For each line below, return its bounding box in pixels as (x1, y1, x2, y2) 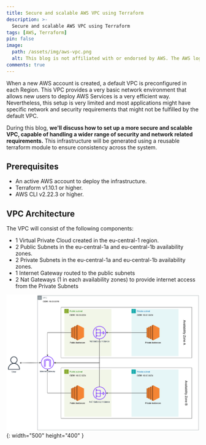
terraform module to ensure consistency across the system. (6, 143, 158, 151)
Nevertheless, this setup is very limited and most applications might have (6, 99, 191, 106)
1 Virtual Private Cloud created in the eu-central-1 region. (15, 237, 159, 244)
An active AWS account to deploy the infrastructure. (15, 178, 147, 185)
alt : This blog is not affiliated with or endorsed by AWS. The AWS (12, 55, 191, 61)
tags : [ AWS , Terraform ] (6, 30, 67, 36)
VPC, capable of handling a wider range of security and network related (6, 130, 193, 138)
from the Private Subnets (15, 283, 78, 290)
